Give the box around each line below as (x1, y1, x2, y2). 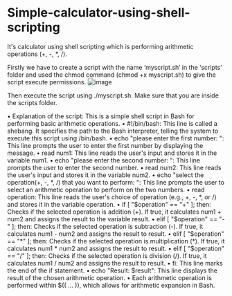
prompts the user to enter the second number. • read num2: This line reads (7, 163, 222, 172)
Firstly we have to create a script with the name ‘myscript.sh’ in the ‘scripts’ (7, 63, 222, 71)
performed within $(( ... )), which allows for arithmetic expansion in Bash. (7, 281, 215, 289)
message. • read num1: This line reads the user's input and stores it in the (7, 149, 217, 157)
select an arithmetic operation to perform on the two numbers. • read (7, 185, 205, 194)
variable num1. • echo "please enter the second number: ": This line (7, 156, 201, 164)
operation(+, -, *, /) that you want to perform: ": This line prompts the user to (7, 178, 225, 186)
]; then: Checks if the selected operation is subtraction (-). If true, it (11, 222, 204, 230)
